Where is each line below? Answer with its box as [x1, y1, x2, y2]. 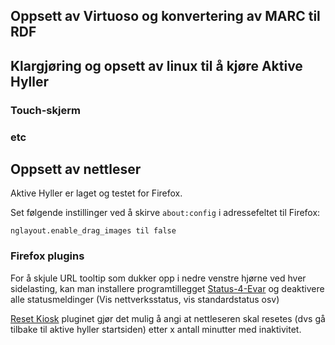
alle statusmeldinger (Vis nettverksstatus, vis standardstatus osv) [10, 293, 280, 305]
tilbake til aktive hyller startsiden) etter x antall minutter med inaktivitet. [10, 323, 302, 335]
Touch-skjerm [10, 103, 81, 117]
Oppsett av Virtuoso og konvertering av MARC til [10, 8, 321, 25]
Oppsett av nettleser [10, 161, 142, 178]
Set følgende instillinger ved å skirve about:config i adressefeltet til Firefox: [10, 207, 321, 219]
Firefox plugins [10, 249, 85, 263]
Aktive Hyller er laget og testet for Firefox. [10, 187, 183, 199]
